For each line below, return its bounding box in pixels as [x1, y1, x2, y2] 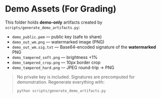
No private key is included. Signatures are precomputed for [16, 74, 135, 80]
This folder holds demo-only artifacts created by [5, 19, 102, 25]
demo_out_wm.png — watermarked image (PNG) [12, 39, 105, 44]
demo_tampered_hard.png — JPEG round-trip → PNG [12, 64, 115, 70]
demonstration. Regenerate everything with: [16, 79, 105, 85]
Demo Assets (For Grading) [5, 3, 117, 14]
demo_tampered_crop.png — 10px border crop [12, 59, 101, 65]
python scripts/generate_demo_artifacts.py [16, 88, 106, 93]
